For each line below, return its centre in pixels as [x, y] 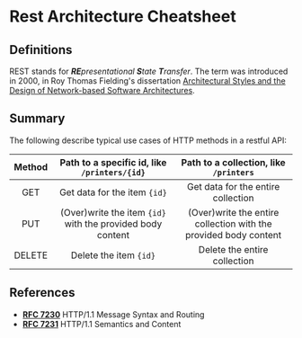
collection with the [233, 224]
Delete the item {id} [113, 255]
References [42, 293]
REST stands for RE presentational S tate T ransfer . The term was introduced [149, 71]
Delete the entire [233, 249]
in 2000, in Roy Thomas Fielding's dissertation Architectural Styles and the [147, 81]
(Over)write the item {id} [113, 212]
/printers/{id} [113, 172]
